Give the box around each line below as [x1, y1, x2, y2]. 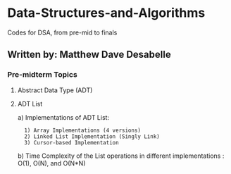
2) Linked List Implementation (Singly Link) [24, 132, 160, 140]
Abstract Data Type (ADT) [17, 86, 93, 94]
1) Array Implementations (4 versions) [24, 127, 141, 134]
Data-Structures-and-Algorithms [7, 5, 206, 21]
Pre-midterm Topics [7, 70, 77, 80]
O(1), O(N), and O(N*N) [17, 159, 86, 167]
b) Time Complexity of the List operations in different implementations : [17, 151, 225, 160]
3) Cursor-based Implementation [24, 139, 119, 146]
